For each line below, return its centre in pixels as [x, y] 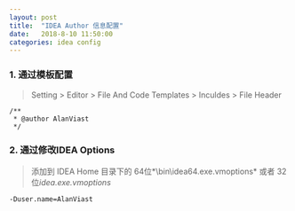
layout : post [33, 17]
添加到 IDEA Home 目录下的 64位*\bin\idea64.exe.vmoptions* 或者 [153, 171]
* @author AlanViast [51, 119]
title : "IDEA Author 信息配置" [67, 26]
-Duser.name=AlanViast [51, 199]
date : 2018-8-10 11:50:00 [61, 34]
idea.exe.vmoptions [75, 182]
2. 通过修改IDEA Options [62, 150]
